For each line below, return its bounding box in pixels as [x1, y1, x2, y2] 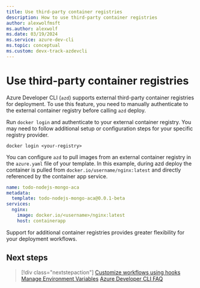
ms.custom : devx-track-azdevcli [6, 48, 87, 54]
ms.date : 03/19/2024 [6, 31, 58, 37]
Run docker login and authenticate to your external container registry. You [6, 118, 192, 125]
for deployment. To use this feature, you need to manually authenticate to [6, 100, 189, 107]
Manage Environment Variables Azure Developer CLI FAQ [20, 275, 163, 282]
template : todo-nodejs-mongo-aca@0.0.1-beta [11, 195, 125, 202]
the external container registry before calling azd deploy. [6, 107, 146, 114]
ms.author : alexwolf [6, 25, 58, 32]
